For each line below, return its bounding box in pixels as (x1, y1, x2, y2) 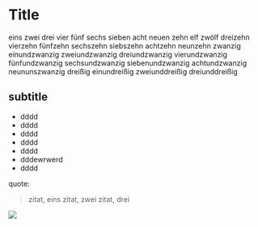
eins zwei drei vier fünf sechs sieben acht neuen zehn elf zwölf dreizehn (8, 32, 251, 42)
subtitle (8, 90, 49, 104)
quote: (8, 179, 30, 188)
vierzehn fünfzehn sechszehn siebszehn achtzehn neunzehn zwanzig (8, 40, 241, 50)
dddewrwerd (19, 154, 63, 164)
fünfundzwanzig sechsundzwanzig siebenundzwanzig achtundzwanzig (8, 58, 247, 68)
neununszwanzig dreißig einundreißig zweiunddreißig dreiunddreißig (8, 66, 239, 76)
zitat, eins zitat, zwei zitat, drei (27, 194, 130, 204)
